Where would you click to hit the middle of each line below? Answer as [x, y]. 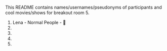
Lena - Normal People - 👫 [39, 22]
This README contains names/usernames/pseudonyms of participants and [83, 7]
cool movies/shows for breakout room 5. [47, 13]
